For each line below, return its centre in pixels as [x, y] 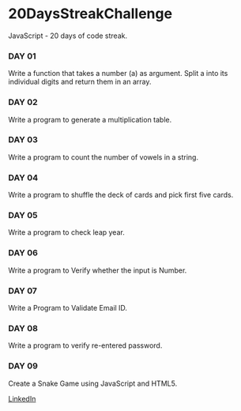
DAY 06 [23, 253]
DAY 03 [23, 140]
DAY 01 [22, 56]
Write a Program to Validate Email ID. [68, 308]
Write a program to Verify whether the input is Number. [98, 270]
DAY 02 [23, 102]
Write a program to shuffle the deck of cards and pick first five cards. [121, 195]
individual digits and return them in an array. [80, 82]
